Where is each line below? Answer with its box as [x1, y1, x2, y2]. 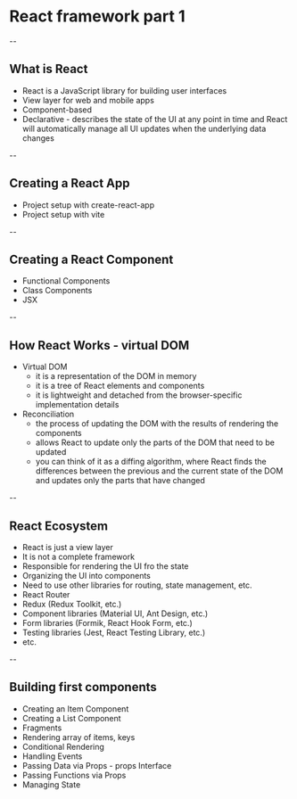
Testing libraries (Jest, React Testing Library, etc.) [21, 627, 206, 638]
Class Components [21, 285, 93, 296]
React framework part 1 [9, 6, 186, 27]
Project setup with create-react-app [21, 199, 154, 210]
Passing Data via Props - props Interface [21, 760, 172, 770]
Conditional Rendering [21, 741, 105, 752]
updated [35, 447, 67, 457]
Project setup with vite [21, 209, 105, 219]
